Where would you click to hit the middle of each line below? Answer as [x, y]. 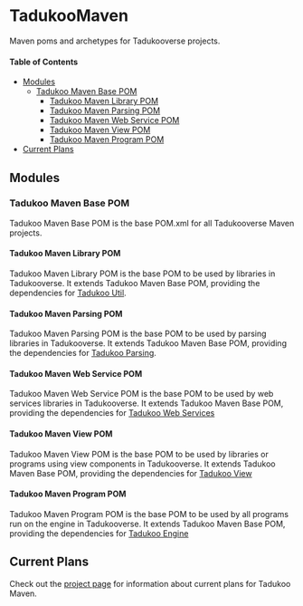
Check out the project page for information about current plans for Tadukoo [150, 583]
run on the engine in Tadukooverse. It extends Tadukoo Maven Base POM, [147, 524]
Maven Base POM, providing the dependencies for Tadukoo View [131, 473]
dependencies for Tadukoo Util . [68, 293]
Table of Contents [44, 62]
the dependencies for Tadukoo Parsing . [83, 353]
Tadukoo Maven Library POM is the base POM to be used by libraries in [142, 274]
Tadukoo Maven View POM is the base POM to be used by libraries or [139, 454]
